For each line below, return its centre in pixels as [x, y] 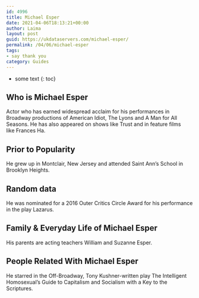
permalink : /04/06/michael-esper [48, 45]
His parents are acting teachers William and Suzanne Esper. [79, 243]
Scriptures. [20, 288]
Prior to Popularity [41, 149]
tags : [13, 51]
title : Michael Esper [33, 17]
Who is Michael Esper [47, 97]
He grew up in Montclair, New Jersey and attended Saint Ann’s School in [95, 164]
